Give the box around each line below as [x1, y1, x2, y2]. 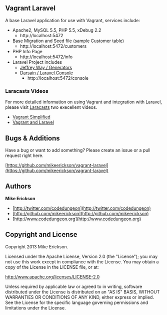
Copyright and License [5, 230, 77, 239]
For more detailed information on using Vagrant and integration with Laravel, [5, 99, 162, 105]
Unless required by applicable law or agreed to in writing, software [5, 283, 142, 289]
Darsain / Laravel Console [19, 70, 73, 76]
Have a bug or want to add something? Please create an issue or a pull [5, 147, 151, 153]
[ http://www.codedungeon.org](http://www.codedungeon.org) [12, 216, 141, 222]
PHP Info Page [12, 48, 42, 54]
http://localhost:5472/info [19, 54, 73, 60]
